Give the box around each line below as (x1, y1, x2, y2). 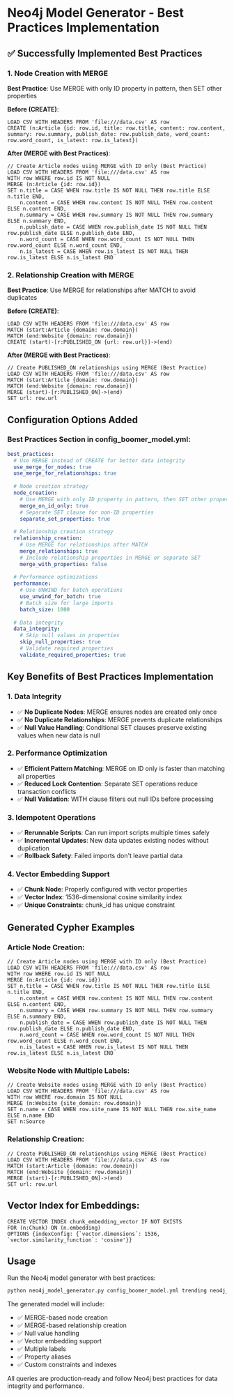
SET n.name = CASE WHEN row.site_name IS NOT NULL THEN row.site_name (7, 1106, 217, 1113)
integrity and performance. (7, 1382, 85, 1390)
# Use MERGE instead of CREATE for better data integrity (13, 457, 186, 464)
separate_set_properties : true (19, 515, 111, 522)
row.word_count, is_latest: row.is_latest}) (7, 137, 139, 144)
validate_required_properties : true (19, 651, 127, 658)
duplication (17, 844, 50, 853)
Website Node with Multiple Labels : (7, 1066, 130, 1076)
